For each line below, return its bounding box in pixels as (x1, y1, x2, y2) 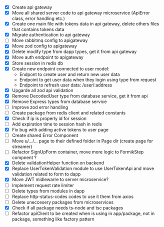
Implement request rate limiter (11, 182, 74, 188)
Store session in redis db (11, 60, 63, 66)
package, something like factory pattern (11, 216, 94, 222)
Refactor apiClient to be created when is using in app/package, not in (11, 210, 155, 216)
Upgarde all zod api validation (11, 87, 73, 93)
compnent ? (11, 154, 37, 160)
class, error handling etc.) (11, 15, 65, 21)
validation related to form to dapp (11, 171, 81, 177)
